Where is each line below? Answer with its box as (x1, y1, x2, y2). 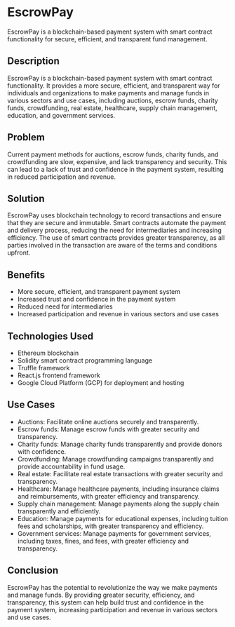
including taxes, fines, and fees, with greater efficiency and (17, 537, 189, 545)
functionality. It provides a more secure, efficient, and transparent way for (7, 81, 220, 90)
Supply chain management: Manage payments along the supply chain (17, 499, 220, 508)
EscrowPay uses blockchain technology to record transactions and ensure (7, 211, 222, 220)
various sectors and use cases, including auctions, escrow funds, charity (7, 96, 219, 104)
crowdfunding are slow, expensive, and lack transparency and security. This (7, 157, 227, 166)
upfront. (7, 248, 31, 257)
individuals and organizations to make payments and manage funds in (7, 88, 210, 97)
